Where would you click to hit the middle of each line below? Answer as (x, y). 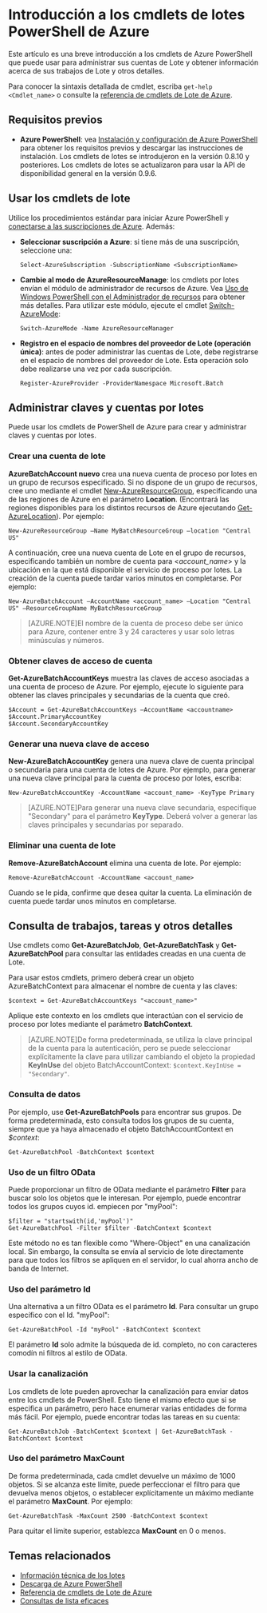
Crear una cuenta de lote (57, 456)
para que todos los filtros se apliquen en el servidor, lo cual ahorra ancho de (133, 1260)
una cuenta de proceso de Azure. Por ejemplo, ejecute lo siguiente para (126, 686)
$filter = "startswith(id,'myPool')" (71, 1221)
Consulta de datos (45, 1095)
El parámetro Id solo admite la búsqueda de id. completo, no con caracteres (133, 1344)
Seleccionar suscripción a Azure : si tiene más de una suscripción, (130, 242)
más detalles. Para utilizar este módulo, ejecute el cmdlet (113, 305)
